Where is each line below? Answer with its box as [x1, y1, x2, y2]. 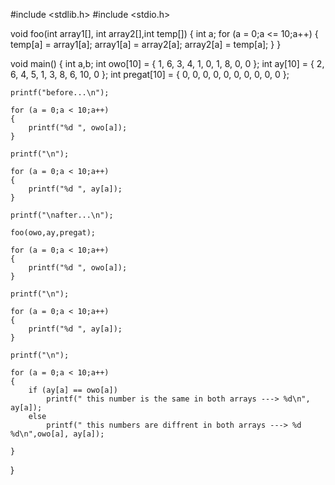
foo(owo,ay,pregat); [10, 228, 97, 238]
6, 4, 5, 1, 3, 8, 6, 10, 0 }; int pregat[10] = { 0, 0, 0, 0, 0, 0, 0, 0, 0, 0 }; [10, 69, 290, 80]
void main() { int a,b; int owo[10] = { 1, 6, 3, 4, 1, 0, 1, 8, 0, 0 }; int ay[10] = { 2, [10, 58, 325, 69]
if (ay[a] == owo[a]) [28, 385, 118, 395]
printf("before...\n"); [10, 88, 110, 98]
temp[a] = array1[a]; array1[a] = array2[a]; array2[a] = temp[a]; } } [10, 39, 282, 50]
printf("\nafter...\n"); [10, 210, 114, 220]
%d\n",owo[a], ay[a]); [10, 429, 105, 439]
